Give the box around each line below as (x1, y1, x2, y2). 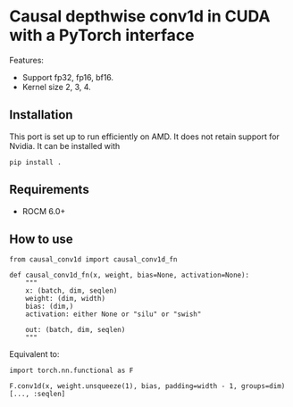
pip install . (9, 158, 63, 167)
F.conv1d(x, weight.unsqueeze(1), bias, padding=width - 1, (9, 382, 239, 391)
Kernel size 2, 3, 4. (21, 81, 91, 92)
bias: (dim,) (25, 302, 74, 311)
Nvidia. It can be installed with (9, 140, 121, 151)
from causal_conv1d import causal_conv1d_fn (9, 255, 178, 264)
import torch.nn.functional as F (9, 366, 134, 376)
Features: (9, 54, 45, 65)
